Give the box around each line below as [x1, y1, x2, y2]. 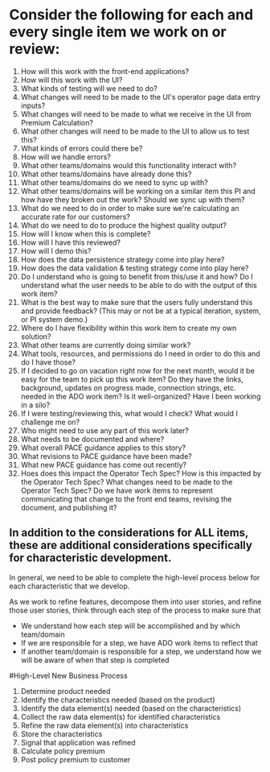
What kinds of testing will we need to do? [20, 83, 157, 93]
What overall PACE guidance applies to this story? [20, 443, 186, 452]
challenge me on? [20, 417, 80, 427]
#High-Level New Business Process [9, 671, 128, 680]
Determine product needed [20, 686, 111, 696]
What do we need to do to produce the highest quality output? [20, 220, 227, 230]
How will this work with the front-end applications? [20, 66, 190, 76]
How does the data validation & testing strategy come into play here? [20, 263, 249, 273]
